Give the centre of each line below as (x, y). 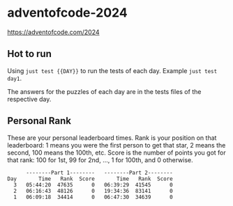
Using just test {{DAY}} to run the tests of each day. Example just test (112, 70)
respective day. (29, 99)
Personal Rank (39, 121)
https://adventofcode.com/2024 (53, 32)
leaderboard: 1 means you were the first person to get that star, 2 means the (116, 145)
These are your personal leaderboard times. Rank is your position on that (112, 138)
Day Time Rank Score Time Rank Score (90, 179)
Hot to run (30, 54)
